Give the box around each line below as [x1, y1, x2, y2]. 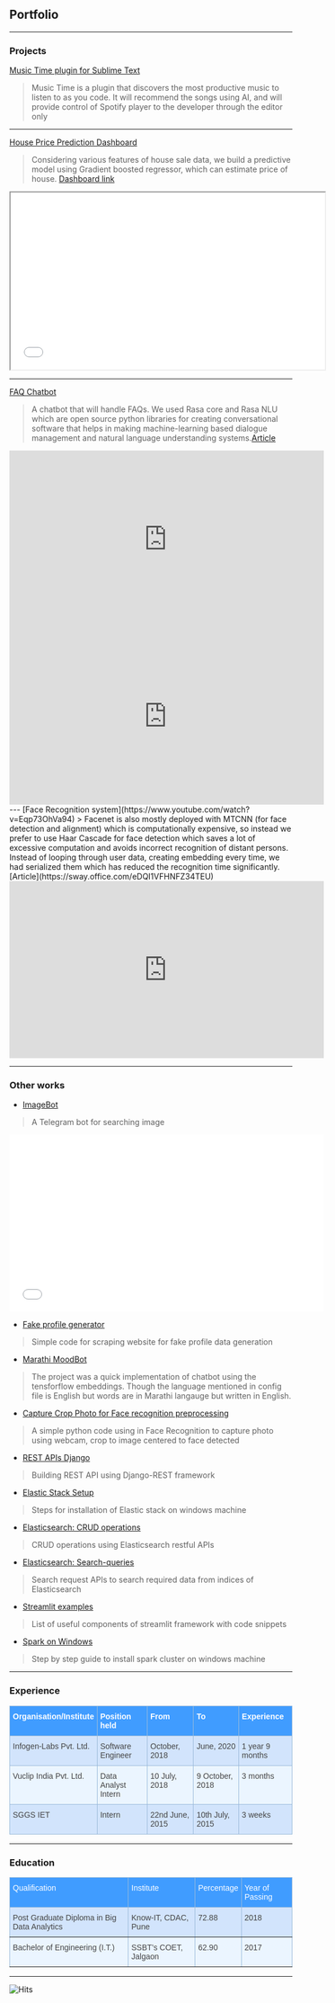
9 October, [196, 1771, 234, 1781]
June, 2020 [196, 1740, 236, 1751]
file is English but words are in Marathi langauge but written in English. [31, 1390, 292, 1401]
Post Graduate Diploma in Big [13, 1913, 117, 1923]
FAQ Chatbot [9, 387, 57, 398]
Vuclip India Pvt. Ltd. [13, 1771, 85, 1781]
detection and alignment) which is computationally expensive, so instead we [9, 823, 292, 835]
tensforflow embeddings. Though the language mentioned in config [31, 1381, 282, 1392]
